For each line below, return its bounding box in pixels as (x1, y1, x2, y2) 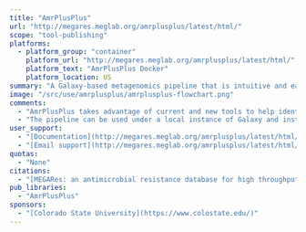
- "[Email (17, 141, 55, 150)
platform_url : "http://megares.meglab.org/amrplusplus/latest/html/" (25, 56, 296, 65)
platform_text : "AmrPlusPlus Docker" (25, 65, 169, 74)
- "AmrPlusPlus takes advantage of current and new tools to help (17, 107, 275, 116)
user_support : (9, 124, 64, 133)
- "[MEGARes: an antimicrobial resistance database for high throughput (17, 174, 300, 184)
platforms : (9, 38, 51, 48)
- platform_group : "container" (17, 47, 137, 57)
